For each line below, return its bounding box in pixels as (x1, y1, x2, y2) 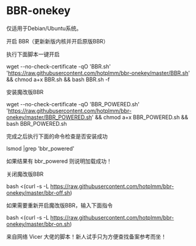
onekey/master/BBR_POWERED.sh (6, 114, 93, 121)
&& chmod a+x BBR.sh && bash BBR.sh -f (6, 76, 110, 83)
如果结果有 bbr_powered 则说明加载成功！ (6, 157, 112, 165)
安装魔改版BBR (6, 88, 44, 95)
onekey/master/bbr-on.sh (6, 220, 70, 228)
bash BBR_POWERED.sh (6, 120, 67, 127)
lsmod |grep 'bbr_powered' (6, 145, 75, 152)
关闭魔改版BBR (6, 170, 44, 178)
